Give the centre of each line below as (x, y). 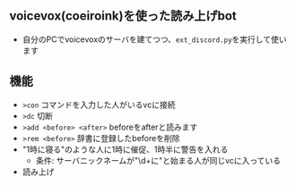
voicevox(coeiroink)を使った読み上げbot (123, 16)
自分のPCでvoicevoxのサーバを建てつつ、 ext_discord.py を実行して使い (154, 39)
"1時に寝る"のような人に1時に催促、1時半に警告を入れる (125, 149)
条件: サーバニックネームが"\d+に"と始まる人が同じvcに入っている (158, 160)
